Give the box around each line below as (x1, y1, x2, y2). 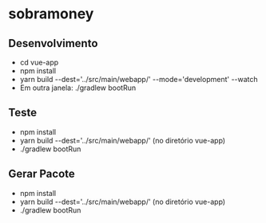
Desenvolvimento (8, 37, 98, 50)
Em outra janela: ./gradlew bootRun (19, 83, 137, 92)
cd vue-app (19, 57, 59, 67)
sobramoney (8, 5, 94, 23)
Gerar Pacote (8, 167, 76, 181)
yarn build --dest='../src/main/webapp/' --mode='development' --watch (19, 75, 258, 84)
